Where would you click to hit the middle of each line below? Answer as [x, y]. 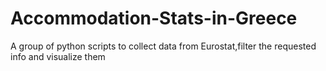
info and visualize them [58, 56]
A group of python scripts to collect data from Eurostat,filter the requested [163, 46]
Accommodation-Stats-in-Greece [154, 18]
